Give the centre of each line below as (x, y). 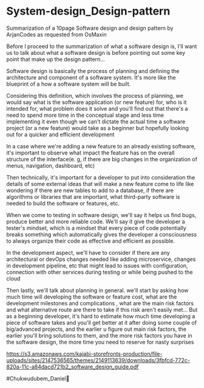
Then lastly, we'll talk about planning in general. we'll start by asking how (97, 290)
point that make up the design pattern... (56, 59)
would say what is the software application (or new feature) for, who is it (97, 102)
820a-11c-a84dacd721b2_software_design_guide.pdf (73, 367)
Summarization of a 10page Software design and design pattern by (90, 28)
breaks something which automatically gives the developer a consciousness (102, 234)
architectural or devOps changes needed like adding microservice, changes (101, 259)
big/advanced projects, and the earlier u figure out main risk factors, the (97, 329)
